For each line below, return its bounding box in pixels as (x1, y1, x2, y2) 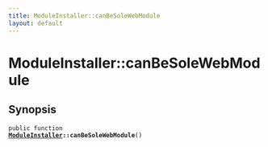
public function (8, 124, 63, 133)
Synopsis (8, 103, 57, 116)
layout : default (8, 19, 63, 27)
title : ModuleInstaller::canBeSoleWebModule (8, 11, 161, 20)
